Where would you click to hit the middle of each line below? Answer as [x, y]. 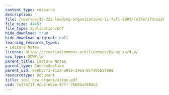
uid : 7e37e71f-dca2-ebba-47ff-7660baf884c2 [52, 84]
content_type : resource [30, 10]
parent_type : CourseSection [35, 66]
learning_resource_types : [32, 43]
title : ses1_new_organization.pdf [41, 80]
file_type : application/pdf [35, 29]
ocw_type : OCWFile [24, 57]
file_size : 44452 [23, 24]
